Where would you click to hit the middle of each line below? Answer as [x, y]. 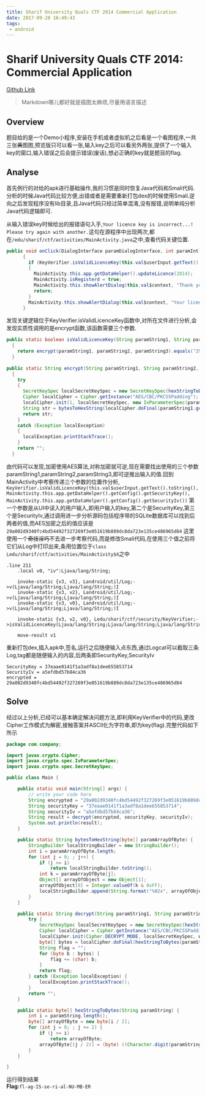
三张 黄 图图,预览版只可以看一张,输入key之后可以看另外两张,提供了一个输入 [99, 145]
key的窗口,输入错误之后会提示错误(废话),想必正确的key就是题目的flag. [94, 153]
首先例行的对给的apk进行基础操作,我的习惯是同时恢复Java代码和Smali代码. [101, 188]
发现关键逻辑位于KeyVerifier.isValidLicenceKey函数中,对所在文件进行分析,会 [102, 320]
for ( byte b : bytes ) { [69, 954]
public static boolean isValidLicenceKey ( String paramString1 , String [98, 340]
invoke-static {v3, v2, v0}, [55, 619]
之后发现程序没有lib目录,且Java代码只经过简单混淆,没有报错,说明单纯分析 [103, 203]
